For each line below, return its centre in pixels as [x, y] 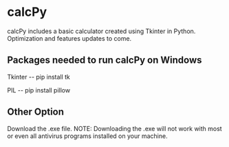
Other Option [35, 112]
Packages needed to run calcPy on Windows [105, 60]
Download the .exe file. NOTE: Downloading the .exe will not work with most [115, 128]
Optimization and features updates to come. [69, 38]
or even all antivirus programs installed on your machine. [87, 136]
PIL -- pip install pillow [39, 90]
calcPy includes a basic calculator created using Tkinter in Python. [101, 31]
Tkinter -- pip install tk [39, 77]
